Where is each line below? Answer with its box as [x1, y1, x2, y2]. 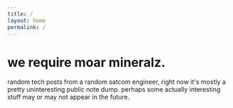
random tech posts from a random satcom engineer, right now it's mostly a [7, 77, 226, 86]
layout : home [7, 17, 46, 24]
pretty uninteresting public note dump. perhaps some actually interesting [7, 85, 221, 94]
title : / [7, 10, 33, 18]
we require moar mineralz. [7, 54, 166, 70]
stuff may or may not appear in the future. [7, 93, 130, 102]
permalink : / [7, 23, 46, 31]
